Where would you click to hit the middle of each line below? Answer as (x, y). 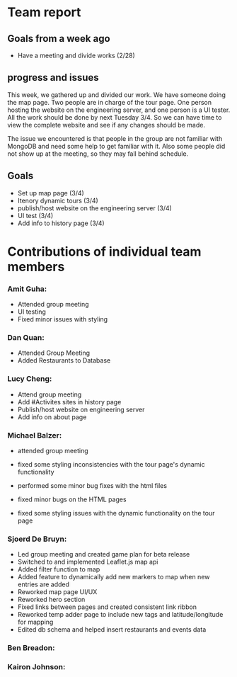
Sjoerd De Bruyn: (37, 539)
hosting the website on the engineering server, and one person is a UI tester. (119, 110)
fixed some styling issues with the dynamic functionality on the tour (116, 513)
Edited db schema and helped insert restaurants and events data (112, 630)
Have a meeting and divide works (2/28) (76, 55)
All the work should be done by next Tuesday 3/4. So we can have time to (115, 117)
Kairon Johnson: (36, 667)
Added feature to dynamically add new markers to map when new (114, 577)
